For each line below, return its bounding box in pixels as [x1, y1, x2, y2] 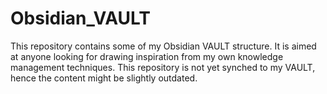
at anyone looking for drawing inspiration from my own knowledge [10, 50, 284, 62]
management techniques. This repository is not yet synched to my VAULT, [10, 61, 316, 73]
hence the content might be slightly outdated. [10, 72, 198, 84]
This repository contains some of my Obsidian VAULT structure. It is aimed [10, 40, 317, 52]
